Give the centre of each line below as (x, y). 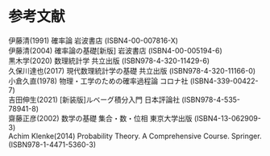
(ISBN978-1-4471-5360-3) (52, 144)
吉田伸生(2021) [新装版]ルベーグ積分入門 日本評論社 (94, 99)
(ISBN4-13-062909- (228, 118)
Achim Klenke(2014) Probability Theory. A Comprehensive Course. (119, 136)
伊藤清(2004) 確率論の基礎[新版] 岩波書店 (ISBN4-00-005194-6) (116, 50)
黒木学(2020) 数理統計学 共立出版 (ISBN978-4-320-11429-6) (109, 61)
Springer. (246, 136)
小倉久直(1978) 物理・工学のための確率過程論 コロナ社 (98, 81)
